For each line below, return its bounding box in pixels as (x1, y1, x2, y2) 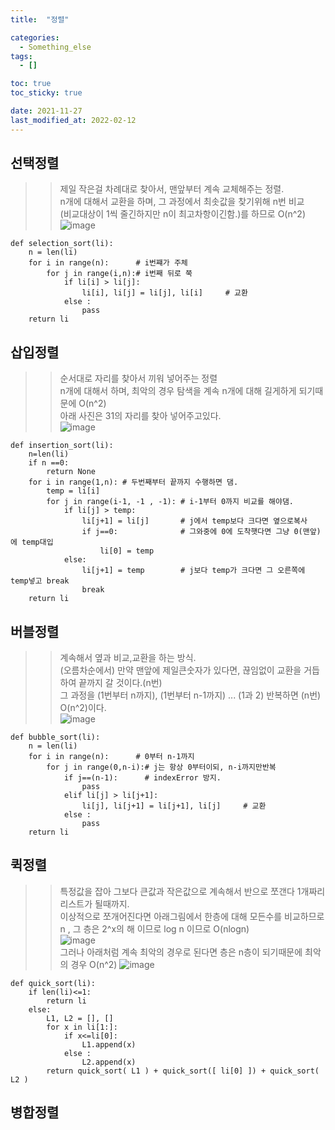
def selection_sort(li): (10, 239, 114, 249)
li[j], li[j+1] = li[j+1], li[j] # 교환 (81, 801, 267, 811)
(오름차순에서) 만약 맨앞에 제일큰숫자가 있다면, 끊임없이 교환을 (59, 664, 302, 676)
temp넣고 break (10, 576, 70, 586)
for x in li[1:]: (46, 1022, 118, 1032)
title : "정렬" (10, 14, 70, 25)
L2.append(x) (81, 1057, 137, 1067)
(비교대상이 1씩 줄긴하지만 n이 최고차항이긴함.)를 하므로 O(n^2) (59, 208, 306, 220)
